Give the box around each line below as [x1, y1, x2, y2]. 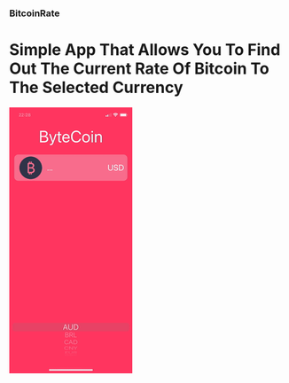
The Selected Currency [9, 78, 184, 98]
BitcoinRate [9, 7, 60, 20]
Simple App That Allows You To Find [9, 40, 281, 60]
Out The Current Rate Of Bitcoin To [9, 59, 269, 79]
